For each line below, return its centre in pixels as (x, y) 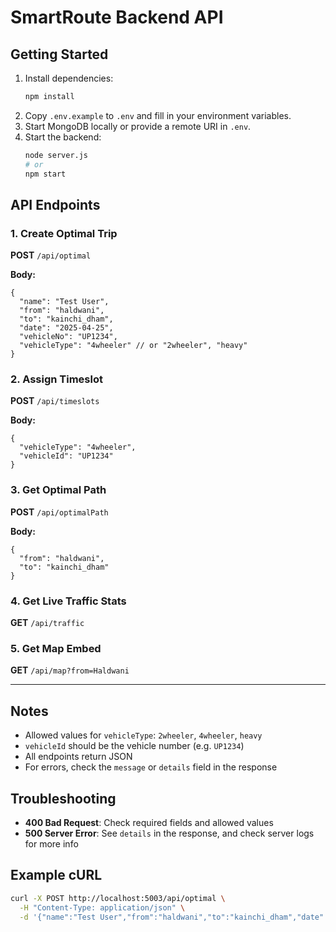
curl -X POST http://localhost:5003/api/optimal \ (118, 898)
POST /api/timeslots (55, 401)
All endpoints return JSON (78, 757)
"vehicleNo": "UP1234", (68, 337)
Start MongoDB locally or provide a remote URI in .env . (138, 126)
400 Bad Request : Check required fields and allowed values (149, 822)
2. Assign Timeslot (56, 379)
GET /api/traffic (47, 623)
